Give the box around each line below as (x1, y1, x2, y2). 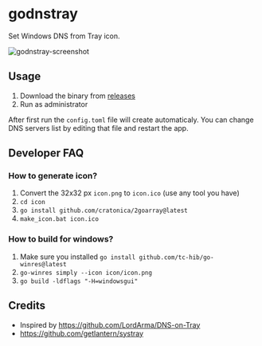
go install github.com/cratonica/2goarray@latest (19, 206, 189, 215)
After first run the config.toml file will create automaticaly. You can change (8, 115, 254, 124)
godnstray (8, 5, 78, 23)
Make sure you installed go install (19, 252, 136, 261)
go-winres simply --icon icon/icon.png (19, 269, 153, 277)
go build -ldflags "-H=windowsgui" (19, 277, 139, 285)
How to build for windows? (8, 234, 114, 245)
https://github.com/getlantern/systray (19, 328, 144, 338)
